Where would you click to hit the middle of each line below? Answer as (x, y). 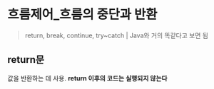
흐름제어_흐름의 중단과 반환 (82, 14)
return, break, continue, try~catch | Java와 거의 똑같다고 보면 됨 (117, 35)
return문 (26, 60)
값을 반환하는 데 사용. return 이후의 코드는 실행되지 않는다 (87, 78)
